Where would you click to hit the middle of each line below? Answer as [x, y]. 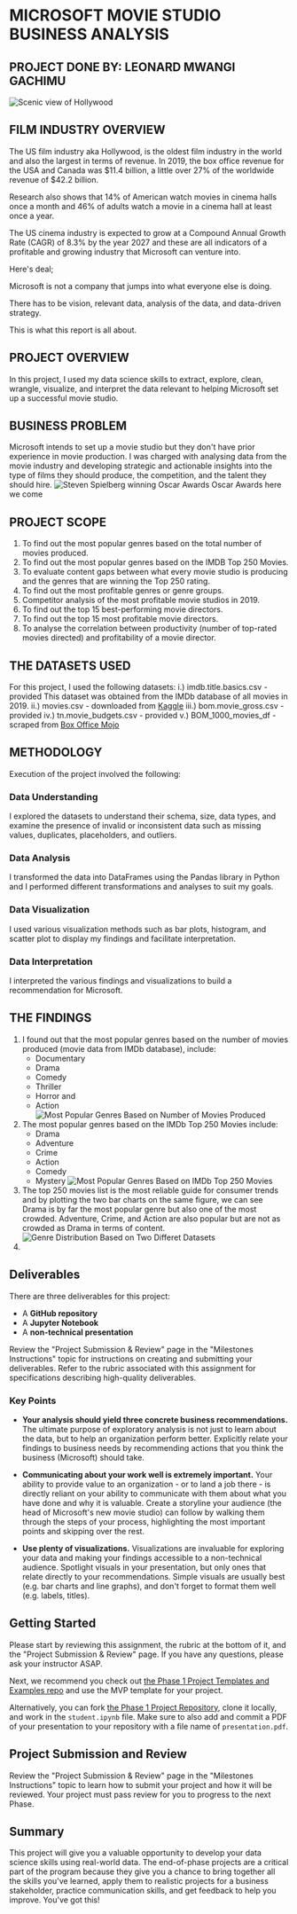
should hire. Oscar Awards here [145, 485]
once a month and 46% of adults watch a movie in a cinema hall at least [141, 206]
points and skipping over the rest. [83, 1531]
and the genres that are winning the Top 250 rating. [116, 581]
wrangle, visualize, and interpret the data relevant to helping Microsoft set [144, 388]
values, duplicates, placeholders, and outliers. [93, 835]
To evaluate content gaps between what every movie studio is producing [155, 572]
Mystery [51, 1181]
